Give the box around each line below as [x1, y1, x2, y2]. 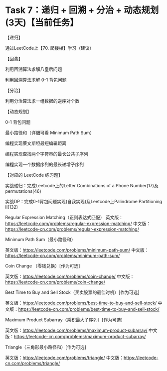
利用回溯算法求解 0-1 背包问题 [5, 77, 67, 83]
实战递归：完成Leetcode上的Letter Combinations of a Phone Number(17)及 [5, 182, 159, 188]
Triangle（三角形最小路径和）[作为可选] [5, 344, 86, 350]
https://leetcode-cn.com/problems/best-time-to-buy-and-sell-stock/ [18, 306, 160, 312]
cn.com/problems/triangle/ [5, 360, 60, 366]
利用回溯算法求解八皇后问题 [5, 66, 62, 72]
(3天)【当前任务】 [5, 17, 79, 28]
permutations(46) [5, 188, 41, 194]
